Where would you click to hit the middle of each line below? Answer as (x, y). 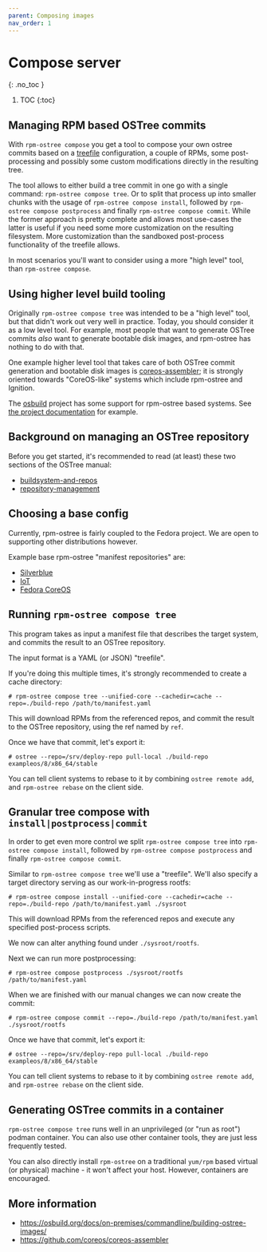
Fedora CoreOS (45, 589)
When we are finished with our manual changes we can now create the (125, 995)
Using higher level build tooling (87, 293)
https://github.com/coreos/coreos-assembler (94, 1239)
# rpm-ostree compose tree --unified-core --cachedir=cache (110, 696)
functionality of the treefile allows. (64, 245)
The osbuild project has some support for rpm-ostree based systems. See (130, 403)
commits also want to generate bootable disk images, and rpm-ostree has (130, 339)
